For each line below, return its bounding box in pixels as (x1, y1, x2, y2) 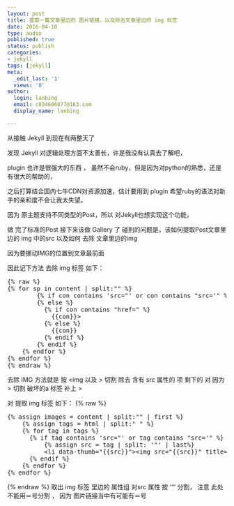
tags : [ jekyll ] (7, 62, 52, 69)
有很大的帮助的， (7, 172, 56, 180)
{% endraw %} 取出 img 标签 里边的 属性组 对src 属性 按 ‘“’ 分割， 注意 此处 (7, 482, 224, 491)
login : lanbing (13, 95, 58, 102)
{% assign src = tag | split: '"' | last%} (44, 440, 195, 449)
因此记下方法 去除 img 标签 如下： (7, 263, 104, 272)
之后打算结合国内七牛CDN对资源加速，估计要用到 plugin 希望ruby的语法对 (7, 186, 219, 195)
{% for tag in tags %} (22, 426, 100, 435)
